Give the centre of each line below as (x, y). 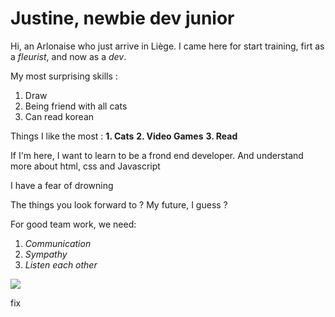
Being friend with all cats (76, 106)
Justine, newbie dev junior (122, 18)
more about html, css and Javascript (85, 166)
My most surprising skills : (64, 76)
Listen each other (61, 264)
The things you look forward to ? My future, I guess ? (119, 204)
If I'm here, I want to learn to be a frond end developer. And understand (157, 155)
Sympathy (46, 254)
